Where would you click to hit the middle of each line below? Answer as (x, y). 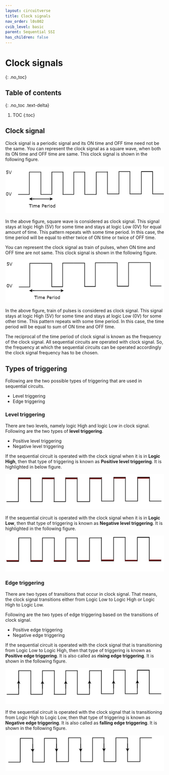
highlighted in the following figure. (41, 528)
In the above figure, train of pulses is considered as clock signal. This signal (84, 311)
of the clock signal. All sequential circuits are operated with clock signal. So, (84, 342)
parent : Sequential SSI (30, 32)
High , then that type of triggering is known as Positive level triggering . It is (83, 461)
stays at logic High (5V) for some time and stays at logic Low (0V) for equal (83, 227)
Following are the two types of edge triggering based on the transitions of (82, 615)
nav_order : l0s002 (24, 21)
